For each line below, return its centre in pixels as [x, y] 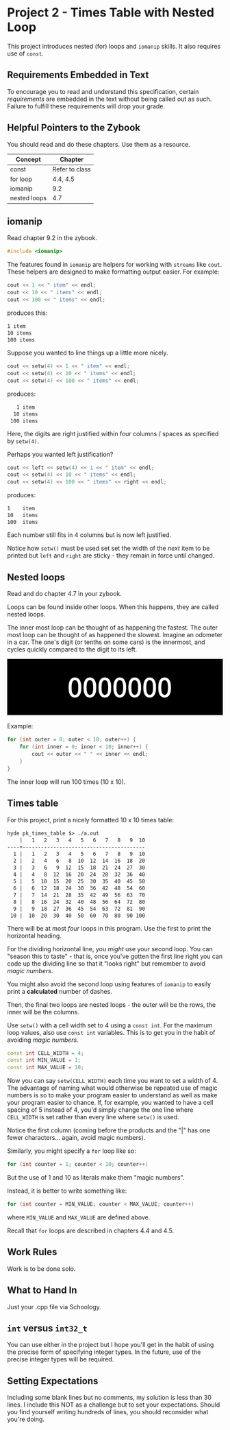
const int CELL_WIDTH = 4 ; [46, 1053]
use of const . [26, 53]
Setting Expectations [53, 1381]
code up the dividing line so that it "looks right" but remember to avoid [106, 963]
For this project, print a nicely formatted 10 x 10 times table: [91, 820]
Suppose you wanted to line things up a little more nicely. [88, 353]
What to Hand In [42, 1290]
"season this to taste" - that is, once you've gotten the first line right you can [115, 956]
